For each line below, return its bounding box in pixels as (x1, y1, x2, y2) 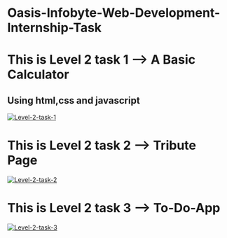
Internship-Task (7, 20, 102, 36)
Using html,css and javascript (7, 94, 140, 106)
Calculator (7, 66, 69, 83)
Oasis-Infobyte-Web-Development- (7, 5, 221, 21)
